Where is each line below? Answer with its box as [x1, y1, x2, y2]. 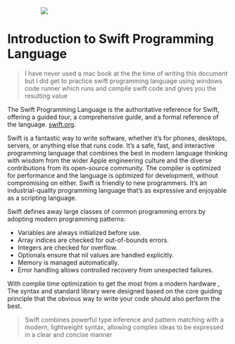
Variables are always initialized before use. [17, 228, 142, 236]
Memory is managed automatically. [17, 258, 120, 267]
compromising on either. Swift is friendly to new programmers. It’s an [7, 179, 208, 187]
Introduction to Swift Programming [7, 31, 215, 47]
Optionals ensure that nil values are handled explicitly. [17, 250, 174, 259]
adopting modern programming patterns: [7, 215, 126, 223]
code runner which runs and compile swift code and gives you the [24, 84, 217, 92]
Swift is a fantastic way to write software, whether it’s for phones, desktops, [7, 134, 227, 142]
